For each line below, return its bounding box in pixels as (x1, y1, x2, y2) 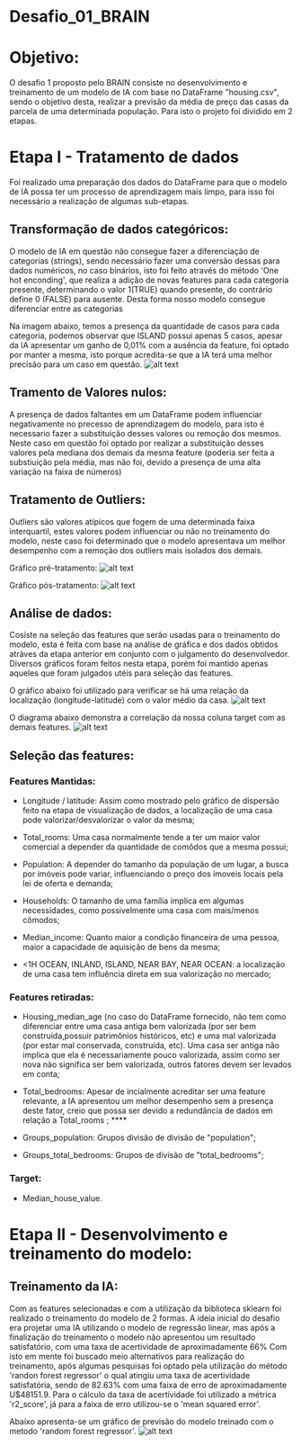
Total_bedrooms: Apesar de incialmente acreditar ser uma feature (22, 1086, 266, 1097)
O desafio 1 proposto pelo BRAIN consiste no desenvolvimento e (9, 77, 248, 88)
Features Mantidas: (9, 775, 96, 787)
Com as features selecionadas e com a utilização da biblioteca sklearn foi (9, 1303, 282, 1314)
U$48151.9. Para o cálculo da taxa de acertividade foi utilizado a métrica (9, 1388, 277, 1400)
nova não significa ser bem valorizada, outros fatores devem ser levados (22, 1059, 292, 1070)
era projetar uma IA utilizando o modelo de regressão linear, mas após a (9, 1322, 276, 1333)
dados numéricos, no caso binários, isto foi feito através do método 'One (9, 265, 279, 275)
